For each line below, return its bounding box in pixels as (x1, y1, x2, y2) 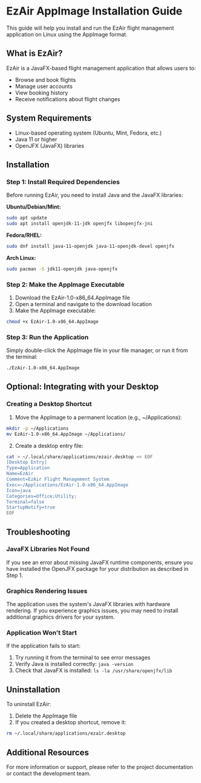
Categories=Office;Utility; (6, 493, 77, 499)
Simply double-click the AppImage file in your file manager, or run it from (6, 347, 188, 354)
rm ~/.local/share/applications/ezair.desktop (6, 730, 126, 737)
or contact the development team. (6, 770, 91, 777)
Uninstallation (6, 684, 61, 695)
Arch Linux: (6, 254, 36, 261)
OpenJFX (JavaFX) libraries (15, 142, 85, 149)
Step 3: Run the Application (6, 333, 89, 341)
